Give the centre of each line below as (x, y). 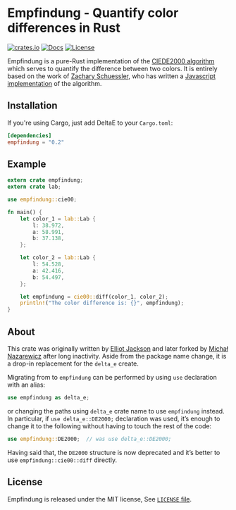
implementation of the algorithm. (55, 83)
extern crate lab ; (34, 187)
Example (27, 164)
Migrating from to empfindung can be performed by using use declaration (112, 377)
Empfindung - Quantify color (93, 13)
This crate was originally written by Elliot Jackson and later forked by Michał (118, 349)
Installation (32, 106)
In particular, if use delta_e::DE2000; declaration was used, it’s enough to (114, 418)
